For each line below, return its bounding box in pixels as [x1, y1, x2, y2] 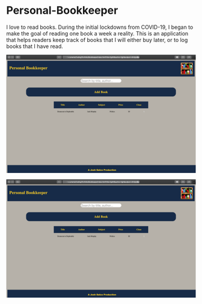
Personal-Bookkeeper [6, 4, 118, 17]
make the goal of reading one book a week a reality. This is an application [6, 29, 189, 37]
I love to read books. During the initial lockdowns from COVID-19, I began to [6, 23, 194, 31]
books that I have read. [6, 43, 63, 50]
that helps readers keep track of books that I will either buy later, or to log [6, 36, 188, 43]
